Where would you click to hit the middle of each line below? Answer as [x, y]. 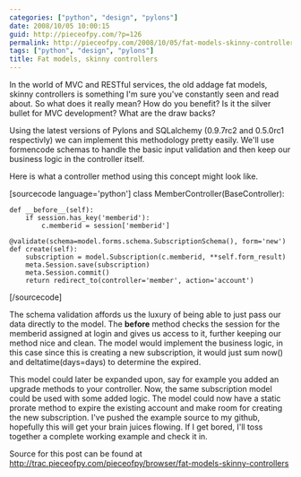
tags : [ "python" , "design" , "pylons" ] [82, 51]
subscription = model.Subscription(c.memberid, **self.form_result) [156, 257]
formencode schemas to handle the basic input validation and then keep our [150, 149]
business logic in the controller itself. [77, 159]
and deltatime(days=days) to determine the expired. [105, 362]
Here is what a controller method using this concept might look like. [133, 176]
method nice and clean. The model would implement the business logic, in [146, 343]
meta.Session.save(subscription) [88, 265]
